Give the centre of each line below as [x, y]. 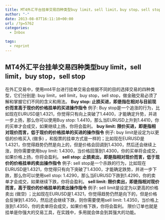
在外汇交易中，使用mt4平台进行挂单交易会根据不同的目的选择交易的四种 [78, 89]
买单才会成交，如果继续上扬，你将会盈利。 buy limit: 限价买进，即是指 [80, 126]
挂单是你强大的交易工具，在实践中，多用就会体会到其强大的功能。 [72, 212]
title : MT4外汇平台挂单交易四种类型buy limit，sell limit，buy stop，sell [78, 10]
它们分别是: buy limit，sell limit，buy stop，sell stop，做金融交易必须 [83, 95]
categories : [17, 28]
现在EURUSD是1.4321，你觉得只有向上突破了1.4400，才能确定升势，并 [81, 114]
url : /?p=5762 [20, 23]
